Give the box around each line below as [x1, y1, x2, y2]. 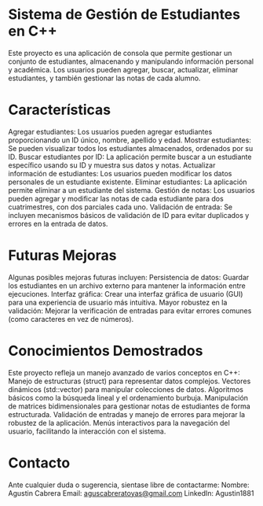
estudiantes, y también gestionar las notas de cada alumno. [8, 73, 201, 83]
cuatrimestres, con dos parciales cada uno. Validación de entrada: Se [8, 202, 233, 212]
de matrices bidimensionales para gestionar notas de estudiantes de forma [8, 401, 251, 411]
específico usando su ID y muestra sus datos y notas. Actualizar [8, 160, 216, 170]
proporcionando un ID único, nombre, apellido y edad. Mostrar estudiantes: [8, 135, 251, 145]
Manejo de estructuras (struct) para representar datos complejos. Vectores [8, 376, 251, 386]
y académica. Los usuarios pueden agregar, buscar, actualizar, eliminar [8, 65, 239, 74]
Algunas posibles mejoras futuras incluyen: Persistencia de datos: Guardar [8, 272, 250, 282]
